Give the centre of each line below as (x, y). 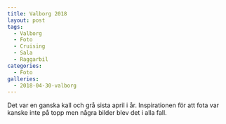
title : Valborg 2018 (38, 14)
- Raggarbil (31, 60)
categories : (25, 66)
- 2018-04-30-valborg (45, 85)
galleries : (23, 79)
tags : (15, 27)
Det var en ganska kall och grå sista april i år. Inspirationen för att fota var (113, 105)
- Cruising (29, 46)
